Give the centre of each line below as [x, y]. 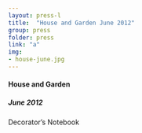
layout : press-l [35, 15]
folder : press [31, 37]
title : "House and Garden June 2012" [71, 23]
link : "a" [24, 45]
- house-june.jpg [36, 60]
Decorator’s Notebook [44, 122]
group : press [29, 30]
